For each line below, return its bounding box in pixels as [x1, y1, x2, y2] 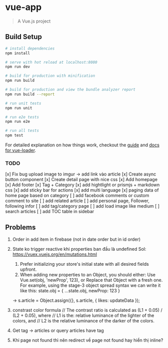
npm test [5, 133, 24, 138]
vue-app [5, 2, 42, 13]
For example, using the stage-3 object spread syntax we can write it [20, 282, 161, 288]
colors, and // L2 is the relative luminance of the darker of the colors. [12, 318, 154, 324]
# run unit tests [5, 101, 42, 106]
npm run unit [5, 105, 33, 110]
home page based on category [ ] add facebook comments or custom [5, 193, 149, 199]
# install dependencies [5, 46, 55, 51]
